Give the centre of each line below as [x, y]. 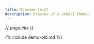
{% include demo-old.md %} [34, 37]
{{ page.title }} [19, 28]
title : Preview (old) [27, 9]
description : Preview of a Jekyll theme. [47, 14]
